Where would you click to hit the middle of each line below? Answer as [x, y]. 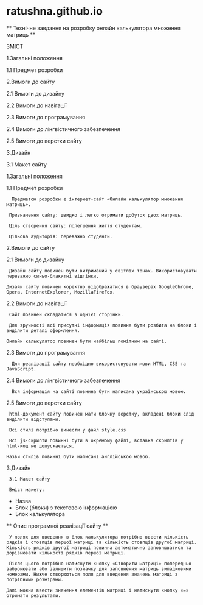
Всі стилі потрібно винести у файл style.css [67, 430]
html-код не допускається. [40, 446]
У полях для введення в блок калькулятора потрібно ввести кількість [99, 537]
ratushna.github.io [55, 11]
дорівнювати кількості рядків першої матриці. [66, 553]
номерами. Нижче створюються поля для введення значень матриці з [92, 574]
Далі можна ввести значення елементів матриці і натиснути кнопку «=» [98, 590]
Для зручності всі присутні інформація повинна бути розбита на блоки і [103, 325]
